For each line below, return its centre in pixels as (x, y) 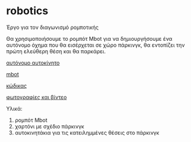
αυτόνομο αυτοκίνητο (33, 63)
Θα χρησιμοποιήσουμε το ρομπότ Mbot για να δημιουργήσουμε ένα (89, 38)
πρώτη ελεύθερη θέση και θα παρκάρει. (56, 51)
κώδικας (17, 85)
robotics (27, 11)
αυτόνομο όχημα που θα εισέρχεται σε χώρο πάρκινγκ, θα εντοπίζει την (96, 45)
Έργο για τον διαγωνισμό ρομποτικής (53, 27)
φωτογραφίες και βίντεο (37, 97)
